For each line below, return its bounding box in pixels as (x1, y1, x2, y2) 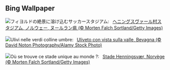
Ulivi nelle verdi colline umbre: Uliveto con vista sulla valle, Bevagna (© (10, 36, 162, 42)
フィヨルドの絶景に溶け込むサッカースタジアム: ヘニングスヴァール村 (10, 18, 158, 25)
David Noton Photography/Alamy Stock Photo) (5, 42, 102, 48)
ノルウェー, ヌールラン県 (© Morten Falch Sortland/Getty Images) (25, 25, 163, 31)
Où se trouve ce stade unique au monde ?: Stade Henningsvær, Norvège (10, 53, 165, 59)
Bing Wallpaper (5, 4, 55, 13)
